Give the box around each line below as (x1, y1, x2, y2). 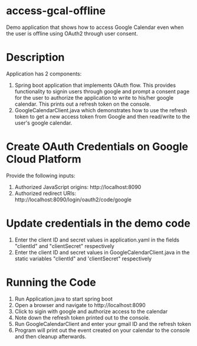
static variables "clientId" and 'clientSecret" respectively (14, 255, 152, 262)
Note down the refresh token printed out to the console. (14, 314, 150, 321)
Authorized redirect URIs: (14, 190, 77, 197)
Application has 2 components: (6, 70, 82, 77)
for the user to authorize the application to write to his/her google (14, 94, 174, 101)
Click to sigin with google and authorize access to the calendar (14, 308, 168, 315)
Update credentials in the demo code (6, 217, 191, 230)
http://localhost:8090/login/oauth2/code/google (14, 196, 132, 203)
